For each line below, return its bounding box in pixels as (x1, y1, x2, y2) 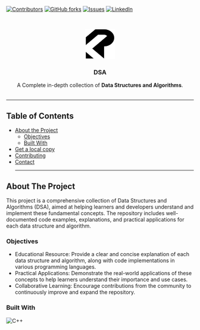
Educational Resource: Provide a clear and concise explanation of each (14, 251, 189, 258)
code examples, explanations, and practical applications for (38, 216, 185, 223)
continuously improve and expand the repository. (14, 289, 136, 296)
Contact (14, 158, 35, 166)
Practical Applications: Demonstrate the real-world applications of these (14, 270, 192, 277)
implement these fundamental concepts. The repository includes (6, 209, 165, 217)
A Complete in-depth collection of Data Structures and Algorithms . (17, 82, 183, 89)
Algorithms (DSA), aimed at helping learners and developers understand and (6, 203, 194, 210)
